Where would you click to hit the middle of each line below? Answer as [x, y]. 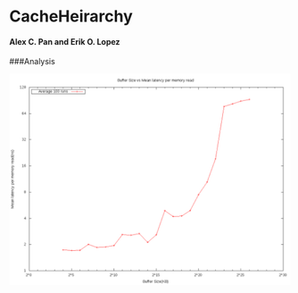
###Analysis [32, 62]
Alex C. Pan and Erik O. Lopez [65, 41]
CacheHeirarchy [71, 17]
